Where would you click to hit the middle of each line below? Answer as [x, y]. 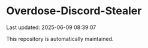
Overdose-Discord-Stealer [74, 11]
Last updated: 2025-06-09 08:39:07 [51, 27]
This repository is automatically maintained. [60, 39]
